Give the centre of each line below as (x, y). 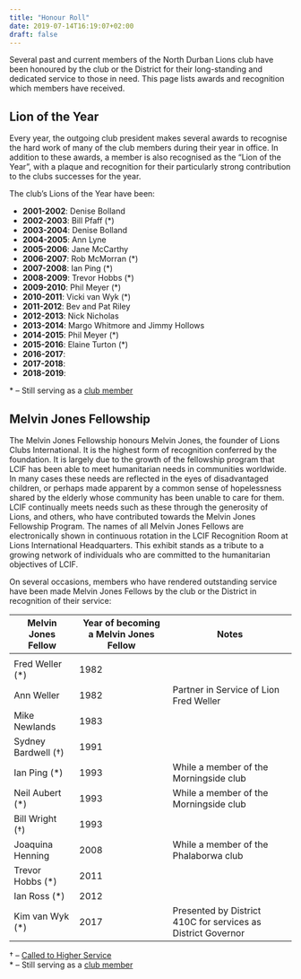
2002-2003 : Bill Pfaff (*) (68, 221)
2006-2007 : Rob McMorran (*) (80, 259)
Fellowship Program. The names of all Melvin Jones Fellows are (127, 526)
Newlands (35, 726)
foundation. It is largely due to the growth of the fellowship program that (142, 459)
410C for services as (217, 922)
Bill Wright (35, 819)
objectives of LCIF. (44, 564)
